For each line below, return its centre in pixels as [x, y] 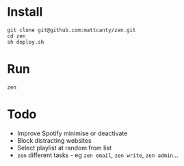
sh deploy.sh [26, 42]
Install [25, 12]
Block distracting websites [54, 140]
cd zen [16, 36]
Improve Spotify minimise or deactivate [72, 133]
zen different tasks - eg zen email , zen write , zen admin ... [98, 155]
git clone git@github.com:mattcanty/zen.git [71, 30]
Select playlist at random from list [64, 148]
